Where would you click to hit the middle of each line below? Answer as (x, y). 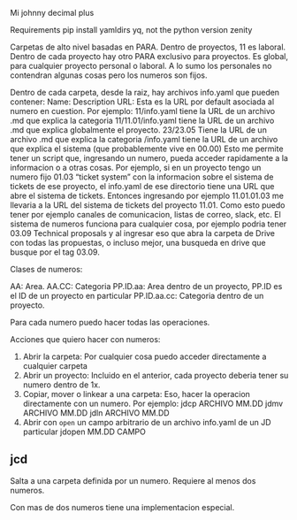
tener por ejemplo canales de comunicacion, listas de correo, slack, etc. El (145, 214)
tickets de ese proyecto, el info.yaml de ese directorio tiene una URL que (142, 186)
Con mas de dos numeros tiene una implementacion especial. (122, 507)
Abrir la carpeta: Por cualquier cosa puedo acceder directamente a (145, 356)
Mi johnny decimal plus (52, 13)
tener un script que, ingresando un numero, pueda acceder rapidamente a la (149, 158)
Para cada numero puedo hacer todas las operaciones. (110, 322)
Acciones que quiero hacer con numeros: (85, 339)
